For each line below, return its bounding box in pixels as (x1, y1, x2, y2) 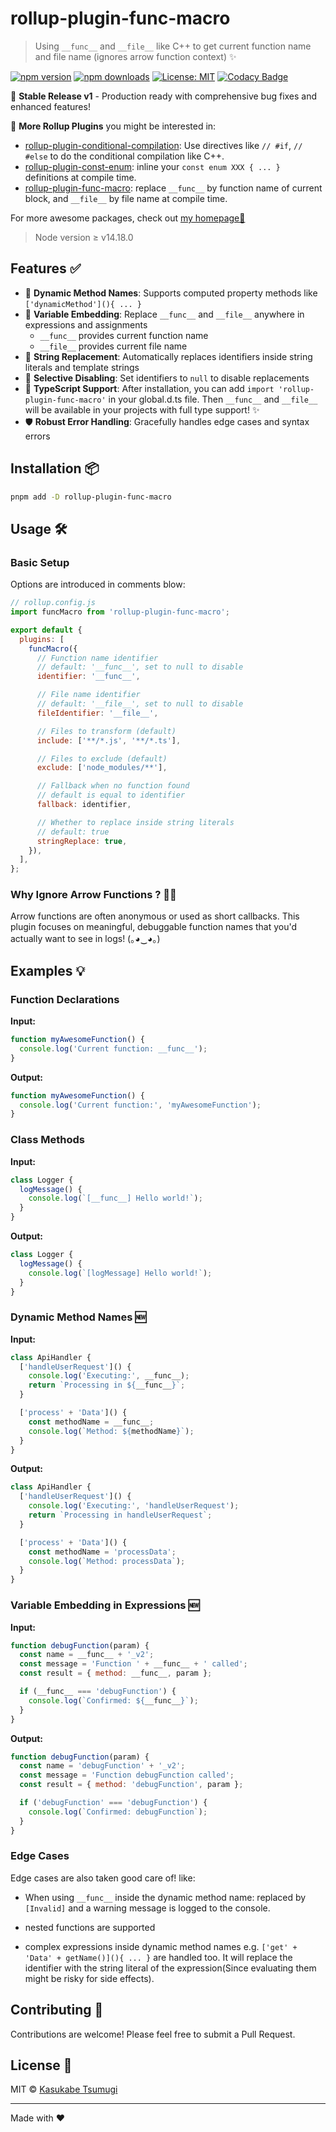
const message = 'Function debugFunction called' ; (19, 1770, 235, 1781)
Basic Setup (10, 555, 70, 569)
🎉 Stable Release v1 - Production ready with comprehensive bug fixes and (10, 90, 318, 102)
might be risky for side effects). (24, 1972, 155, 1984)
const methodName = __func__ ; (28, 1417, 155, 1427)
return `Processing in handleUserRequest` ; (28, 1510, 213, 1521)
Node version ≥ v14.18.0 (34, 231, 134, 243)
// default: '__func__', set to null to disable (36, 662, 244, 672)
